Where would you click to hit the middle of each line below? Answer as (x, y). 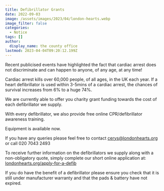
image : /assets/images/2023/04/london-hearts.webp (58, 19)
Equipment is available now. (33, 128)
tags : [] (14, 37)
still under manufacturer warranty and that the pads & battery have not (76, 178)
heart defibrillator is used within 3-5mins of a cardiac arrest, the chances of (81, 84)
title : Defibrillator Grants (35, 10)
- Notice (18, 32)
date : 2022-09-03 (23, 14)
